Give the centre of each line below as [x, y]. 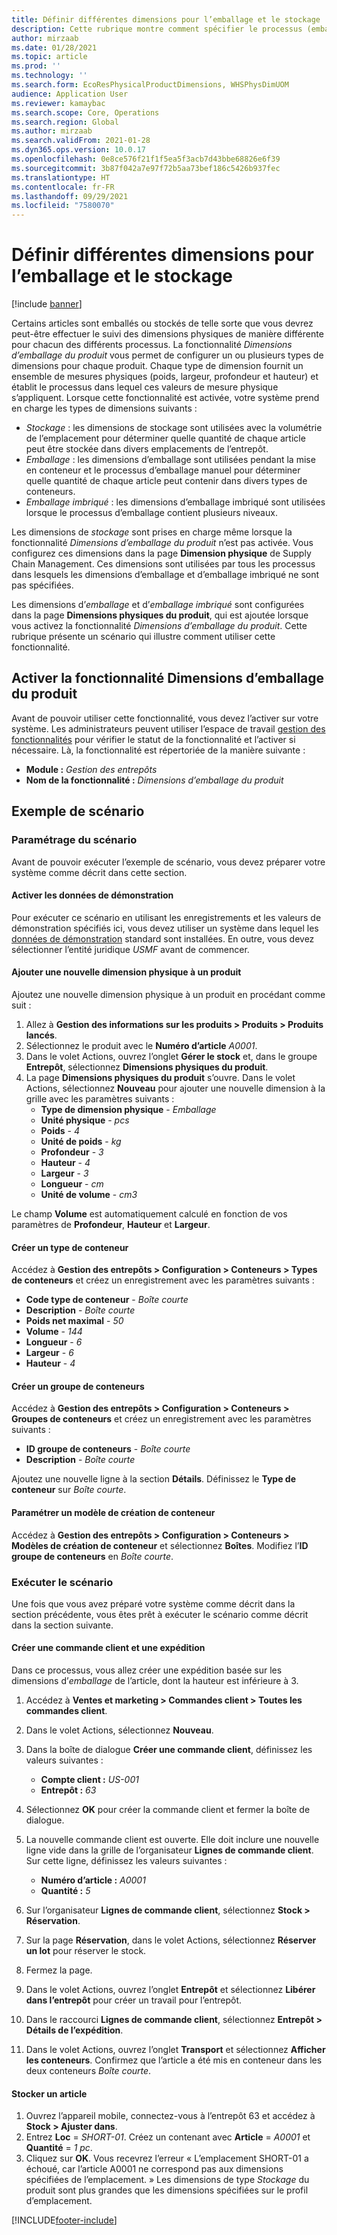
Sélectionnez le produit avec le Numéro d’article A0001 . [141, 1045]
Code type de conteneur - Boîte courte [107, 1300]
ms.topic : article [49, 57]
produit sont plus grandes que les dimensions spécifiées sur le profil [167, 2190]
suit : [21, 1005]
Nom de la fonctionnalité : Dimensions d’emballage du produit [154, 780]
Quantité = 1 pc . [59, 2148]
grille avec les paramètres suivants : [100, 1098]
